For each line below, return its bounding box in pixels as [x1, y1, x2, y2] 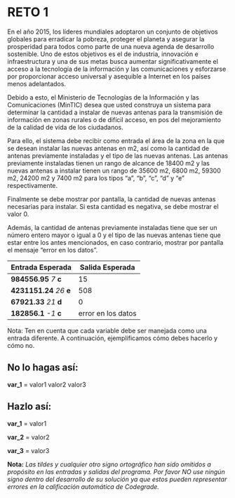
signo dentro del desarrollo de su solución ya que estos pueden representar [7, 475, 227, 483]
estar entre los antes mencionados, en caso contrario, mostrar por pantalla [7, 238, 224, 246]
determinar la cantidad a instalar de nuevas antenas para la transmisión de [7, 108, 223, 116]
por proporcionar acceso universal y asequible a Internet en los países [7, 72, 211, 81]
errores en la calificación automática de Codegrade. [7, 482, 160, 491]
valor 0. [7, 210, 29, 218]
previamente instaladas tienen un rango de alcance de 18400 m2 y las [7, 159, 210, 167]
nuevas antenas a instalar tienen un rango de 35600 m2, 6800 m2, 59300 [7, 166, 221, 175]
